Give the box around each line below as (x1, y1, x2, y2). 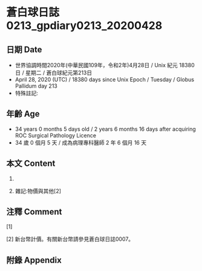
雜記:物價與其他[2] (15, 187, 62, 194)
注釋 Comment (6, 207, 62, 217)
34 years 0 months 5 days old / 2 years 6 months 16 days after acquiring (15, 125, 197, 132)
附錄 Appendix (6, 255, 62, 265)
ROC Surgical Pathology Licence (15, 131, 97, 139)
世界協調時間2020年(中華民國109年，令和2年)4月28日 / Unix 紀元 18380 (15, 62, 195, 68)
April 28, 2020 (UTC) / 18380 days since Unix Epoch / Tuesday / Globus (15, 76, 195, 83)
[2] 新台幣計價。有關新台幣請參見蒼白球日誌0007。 (6, 235, 134, 243)
